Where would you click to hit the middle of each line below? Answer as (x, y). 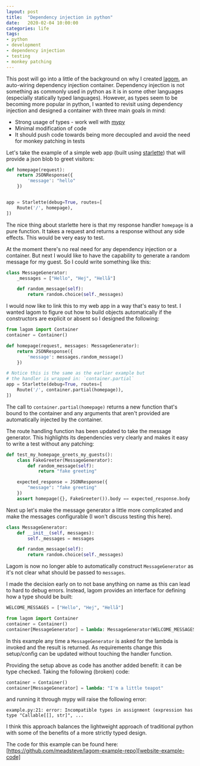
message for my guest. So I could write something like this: (79, 262)
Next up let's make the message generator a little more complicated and (95, 510)
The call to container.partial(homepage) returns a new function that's (92, 407)
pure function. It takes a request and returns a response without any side (96, 231)
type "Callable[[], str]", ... (45, 716)
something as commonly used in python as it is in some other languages (95, 91)
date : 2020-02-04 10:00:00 (42, 23)
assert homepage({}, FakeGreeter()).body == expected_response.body (104, 499)
